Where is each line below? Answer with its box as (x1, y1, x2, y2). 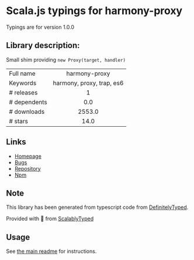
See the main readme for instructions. (6, 248, 97, 255)
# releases (9, 88, 38, 96)
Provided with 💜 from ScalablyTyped (6, 215, 94, 222)
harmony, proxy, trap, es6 (53, 79, 124, 87)
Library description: (6, 40, 80, 50)
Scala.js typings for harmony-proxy (6, 4, 183, 18)
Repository (14, 165, 41, 172)
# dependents (9, 98, 48, 106)
